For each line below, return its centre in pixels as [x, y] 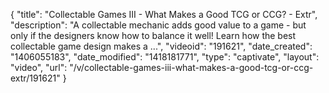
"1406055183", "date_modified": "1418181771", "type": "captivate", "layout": [165, 57]
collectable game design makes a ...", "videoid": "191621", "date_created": [161, 46]
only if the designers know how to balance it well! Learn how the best [153, 35]
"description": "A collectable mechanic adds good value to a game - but [158, 25]
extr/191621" [35, 78]
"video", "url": [39, 67]
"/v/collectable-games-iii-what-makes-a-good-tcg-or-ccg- [191, 67]
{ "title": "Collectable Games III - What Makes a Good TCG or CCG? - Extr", [164, 14]
